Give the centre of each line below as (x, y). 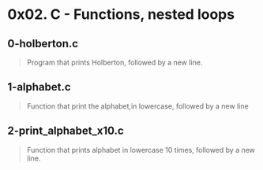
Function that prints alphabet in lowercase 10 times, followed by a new (141, 150)
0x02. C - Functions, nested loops (121, 15)
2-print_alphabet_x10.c (66, 131)
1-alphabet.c (39, 87)
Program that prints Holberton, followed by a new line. (115, 62)
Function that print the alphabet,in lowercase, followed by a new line (138, 106)
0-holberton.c (43, 44)
